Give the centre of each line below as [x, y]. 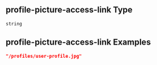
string [14, 23]
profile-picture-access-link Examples [78, 42]
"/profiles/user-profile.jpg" [44, 56]
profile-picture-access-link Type [69, 10]
